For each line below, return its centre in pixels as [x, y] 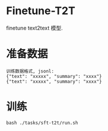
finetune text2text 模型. [35, 28]
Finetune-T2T [41, 11]
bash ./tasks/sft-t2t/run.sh [42, 123]
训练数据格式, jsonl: [30, 71]
